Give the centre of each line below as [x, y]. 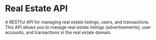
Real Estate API [37, 9]
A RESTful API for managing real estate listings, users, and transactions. [77, 22]
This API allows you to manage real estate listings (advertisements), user [78, 27]
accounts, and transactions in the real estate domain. [58, 32]
